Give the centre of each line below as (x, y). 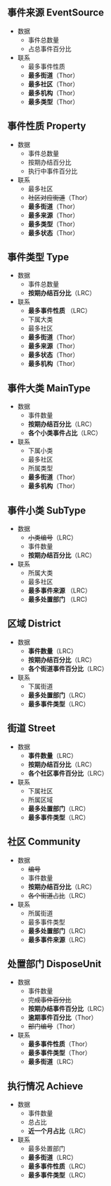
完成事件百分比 (50, 1000)
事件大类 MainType (49, 388)
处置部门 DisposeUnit (54, 964)
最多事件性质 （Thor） (59, 1044)
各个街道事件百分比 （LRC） (68, 668)
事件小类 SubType (47, 510)
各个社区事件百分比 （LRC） (68, 773)
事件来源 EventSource (55, 13)
